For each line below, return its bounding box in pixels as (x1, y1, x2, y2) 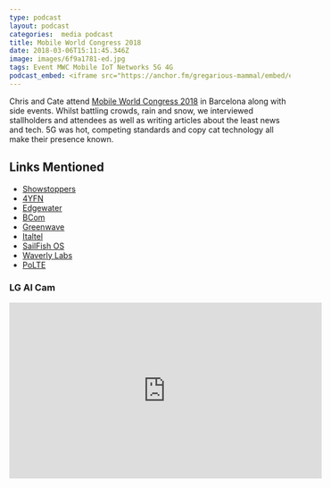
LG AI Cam (9, 282, 56, 294)
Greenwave (21, 221, 65, 232)
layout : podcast (9, 21, 70, 30)
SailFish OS (21, 240, 65, 251)
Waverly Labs (21, 249, 73, 260)
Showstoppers (21, 183, 76, 194)
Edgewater (21, 202, 62, 213)
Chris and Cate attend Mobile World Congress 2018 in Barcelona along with (9, 96, 286, 106)
